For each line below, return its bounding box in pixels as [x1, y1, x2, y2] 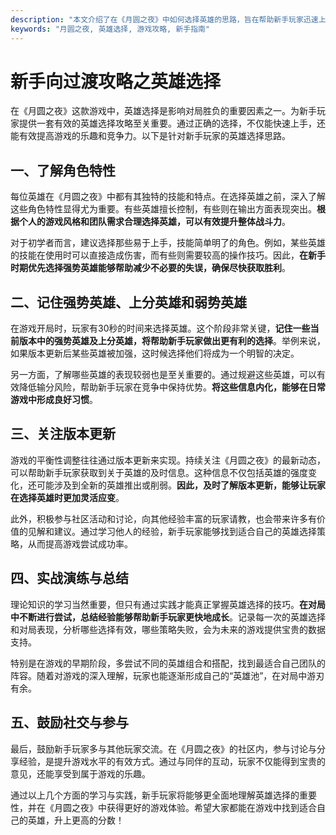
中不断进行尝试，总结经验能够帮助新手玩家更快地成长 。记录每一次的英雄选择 [10, 611, 326, 623]
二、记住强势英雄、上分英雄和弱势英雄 [10, 294, 247, 311]
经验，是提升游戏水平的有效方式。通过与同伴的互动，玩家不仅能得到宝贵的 [18, 755, 326, 767]
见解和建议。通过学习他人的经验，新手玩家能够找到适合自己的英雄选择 [27, 525, 317, 537]
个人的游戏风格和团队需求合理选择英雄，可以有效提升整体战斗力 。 [18, 216, 291, 228]
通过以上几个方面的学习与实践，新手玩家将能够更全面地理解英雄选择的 [10, 789, 300, 801]
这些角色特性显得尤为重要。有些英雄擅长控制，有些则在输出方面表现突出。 [10, 203, 317, 215]
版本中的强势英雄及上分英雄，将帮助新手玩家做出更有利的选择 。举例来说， [18, 335, 326, 347]
